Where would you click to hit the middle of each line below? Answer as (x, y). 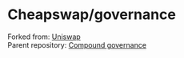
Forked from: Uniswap (44, 37)
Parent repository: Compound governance (77, 44)
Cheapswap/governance (92, 15)
